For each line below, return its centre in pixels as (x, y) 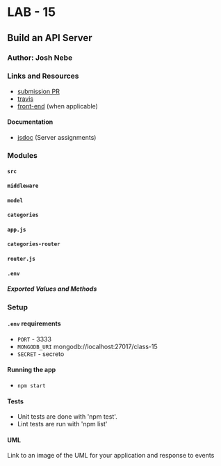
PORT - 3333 (34, 339)
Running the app (32, 370)
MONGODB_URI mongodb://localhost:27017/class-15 (87, 346)
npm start (32, 386)
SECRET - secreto (41, 354)
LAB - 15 (32, 12)
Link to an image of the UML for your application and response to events (111, 456)
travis (25, 99)
